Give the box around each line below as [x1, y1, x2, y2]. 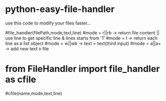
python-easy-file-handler [5, 3, 115, 15]
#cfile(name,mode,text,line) [5, 90, 63, 96]
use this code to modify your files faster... [5, 20, 91, 26]
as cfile [5, 74, 37, 85]
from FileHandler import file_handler [5, 63, 160, 74]
